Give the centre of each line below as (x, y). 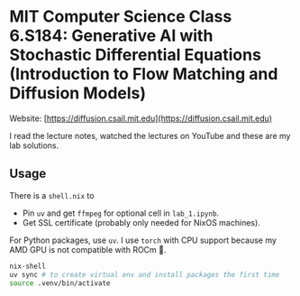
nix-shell (28, 266)
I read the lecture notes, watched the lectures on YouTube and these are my (150, 135)
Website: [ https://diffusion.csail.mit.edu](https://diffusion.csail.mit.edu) (141, 118)
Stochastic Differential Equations (135, 55)
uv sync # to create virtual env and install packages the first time (145, 274)
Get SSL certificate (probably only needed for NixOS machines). (141, 222)
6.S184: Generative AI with (111, 36)
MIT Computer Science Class (121, 17)
